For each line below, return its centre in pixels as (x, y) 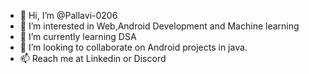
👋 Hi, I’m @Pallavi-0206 (68, 15)
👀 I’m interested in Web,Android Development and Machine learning (159, 26)
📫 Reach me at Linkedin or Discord (93, 58)
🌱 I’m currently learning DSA (78, 36)
